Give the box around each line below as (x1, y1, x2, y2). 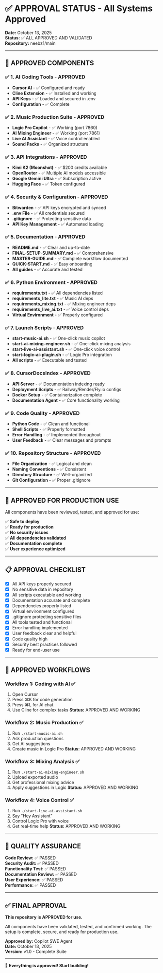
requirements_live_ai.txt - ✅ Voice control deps (12, 306, 109, 312)
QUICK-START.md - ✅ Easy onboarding (12, 261, 93, 267)
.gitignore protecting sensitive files (12, 614, 81, 620)
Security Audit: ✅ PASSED (5, 861, 59, 866)
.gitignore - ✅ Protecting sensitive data (12, 215, 91, 222)
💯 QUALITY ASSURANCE (5, 842, 81, 850)
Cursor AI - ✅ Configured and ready (12, 85, 85, 91)
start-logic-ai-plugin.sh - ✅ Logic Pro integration (12, 352, 112, 358)
